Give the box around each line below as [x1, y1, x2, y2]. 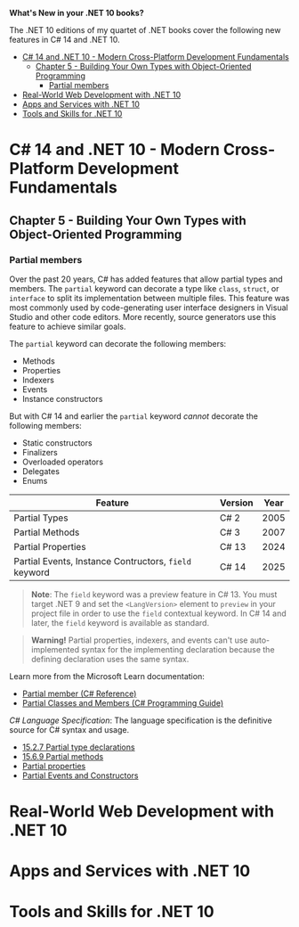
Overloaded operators [21, 456, 104, 467]
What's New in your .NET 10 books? [9, 8, 144, 18]
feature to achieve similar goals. [9, 321, 126, 332]
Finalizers [21, 447, 58, 457]
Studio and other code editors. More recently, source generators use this [9, 311, 277, 322]
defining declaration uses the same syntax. [30, 653, 190, 664]
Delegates [21, 465, 61, 476]
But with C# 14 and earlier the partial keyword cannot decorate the [9, 410, 258, 422]
